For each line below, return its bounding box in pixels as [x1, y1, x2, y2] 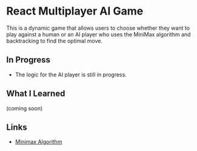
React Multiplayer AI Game [6, 4, 144, 18]
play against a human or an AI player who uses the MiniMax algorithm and [6, 30, 191, 38]
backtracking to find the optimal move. [6, 37, 103, 44]
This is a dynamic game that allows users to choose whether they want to [6, 24, 190, 32]
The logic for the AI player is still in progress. [15, 71, 127, 78]
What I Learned [6, 89, 65, 99]
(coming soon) [6, 104, 43, 112]
